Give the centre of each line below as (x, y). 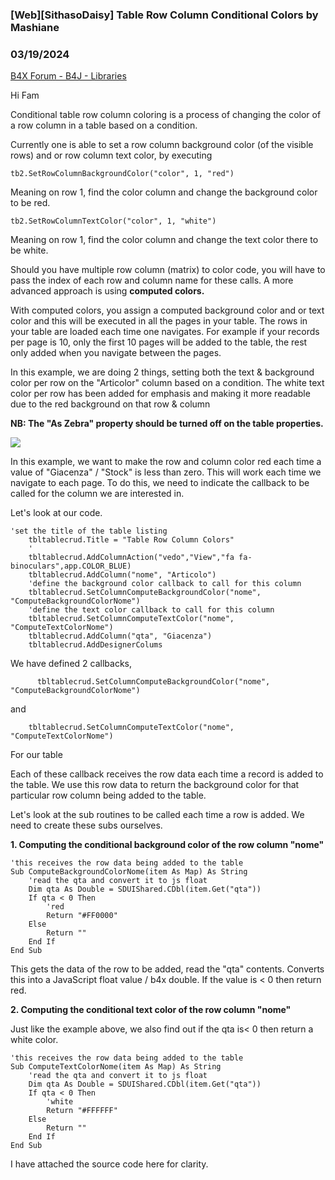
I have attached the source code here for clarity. (109, 1164)
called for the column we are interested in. (97, 494)
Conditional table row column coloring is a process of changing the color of (166, 115)
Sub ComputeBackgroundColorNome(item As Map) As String (129, 872)
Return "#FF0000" (82, 916)
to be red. (30, 203)
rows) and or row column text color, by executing (111, 155)
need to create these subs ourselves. (86, 825)
